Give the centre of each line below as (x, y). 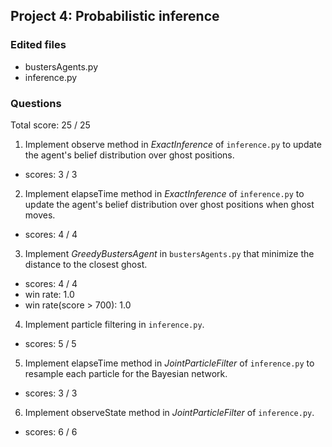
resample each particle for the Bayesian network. (126, 373)
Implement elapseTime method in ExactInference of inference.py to (164, 193)
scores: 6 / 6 (51, 431)
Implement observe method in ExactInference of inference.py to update (173, 144)
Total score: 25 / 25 (50, 125)
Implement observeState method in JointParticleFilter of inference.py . (169, 412)
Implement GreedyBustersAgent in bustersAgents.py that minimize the (169, 253)
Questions (36, 103)
